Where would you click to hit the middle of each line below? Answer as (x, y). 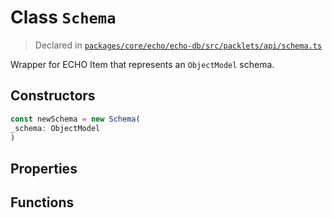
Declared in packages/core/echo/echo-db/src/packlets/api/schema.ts (178, 45)
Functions (42, 202)
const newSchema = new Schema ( (75, 119)
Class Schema (63, 17)
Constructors (53, 96)
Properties (44, 168)
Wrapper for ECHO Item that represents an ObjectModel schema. (142, 64)
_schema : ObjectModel (55, 128)
